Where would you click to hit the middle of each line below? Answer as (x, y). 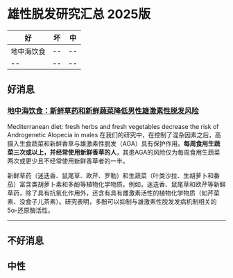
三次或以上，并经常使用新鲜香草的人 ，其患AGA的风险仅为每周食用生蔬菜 (116, 152)
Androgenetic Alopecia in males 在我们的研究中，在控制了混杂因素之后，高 (114, 134)
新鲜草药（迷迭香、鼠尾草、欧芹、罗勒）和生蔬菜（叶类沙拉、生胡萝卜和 (110, 175)
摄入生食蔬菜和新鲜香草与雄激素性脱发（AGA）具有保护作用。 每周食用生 (111, 144)
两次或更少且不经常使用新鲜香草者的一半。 (68, 161)
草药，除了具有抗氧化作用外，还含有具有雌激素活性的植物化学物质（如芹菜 (113, 193)
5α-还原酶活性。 (31, 210)
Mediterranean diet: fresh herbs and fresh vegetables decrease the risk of (113, 126)
